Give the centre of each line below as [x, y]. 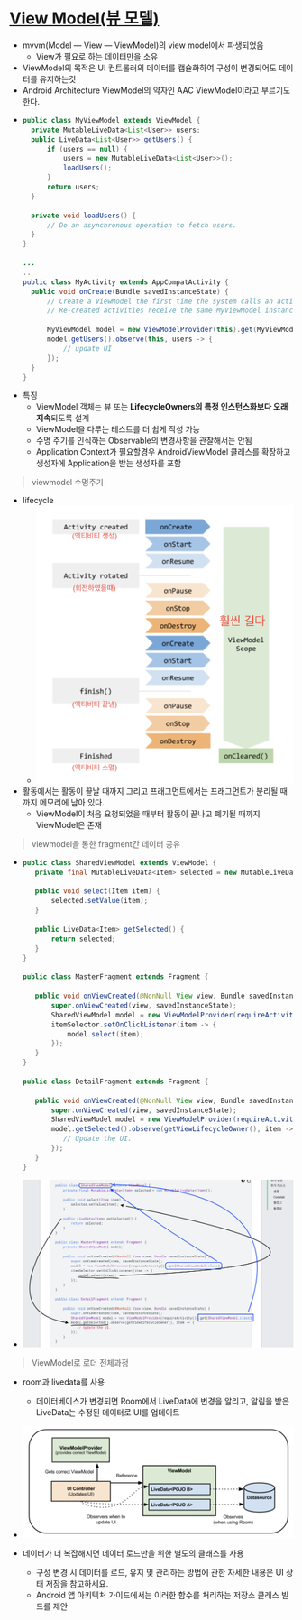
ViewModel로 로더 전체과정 [80, 1362]
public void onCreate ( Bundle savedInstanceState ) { [130, 291]
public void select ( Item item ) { [97, 891]
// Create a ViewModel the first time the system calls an [160, 301]
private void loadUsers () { [84, 216]
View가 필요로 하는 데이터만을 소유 [97, 56]
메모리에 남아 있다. [72, 802]
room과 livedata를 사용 [64, 1382]
